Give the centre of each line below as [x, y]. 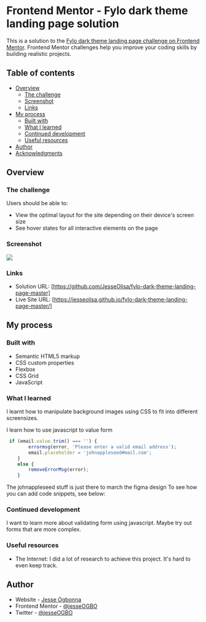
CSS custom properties [45, 362]
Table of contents [40, 73]
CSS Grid [27, 376]
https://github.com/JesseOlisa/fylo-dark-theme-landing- [124, 287]
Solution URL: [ [34, 287]
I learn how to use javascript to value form [59, 430]
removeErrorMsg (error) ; [59, 470]
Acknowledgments [39, 153]
